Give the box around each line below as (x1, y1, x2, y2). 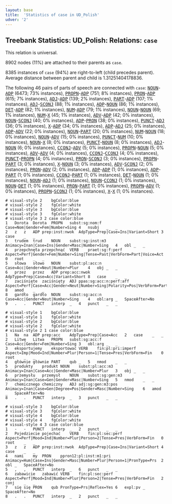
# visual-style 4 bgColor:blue (5, 413, 79, 418)
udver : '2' (5, 17, 29, 22)
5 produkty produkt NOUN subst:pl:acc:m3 (5, 364, 114, 369)
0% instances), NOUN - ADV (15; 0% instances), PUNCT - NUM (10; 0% (5, 134, 143, 140)
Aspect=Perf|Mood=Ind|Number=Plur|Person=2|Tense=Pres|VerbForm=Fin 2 (5, 476, 164, 481)
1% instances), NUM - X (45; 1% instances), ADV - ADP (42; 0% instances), (5, 112, 155, 118)
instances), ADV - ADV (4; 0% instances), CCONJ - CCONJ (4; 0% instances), (5, 150, 159, 156)
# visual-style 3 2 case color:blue (5, 216, 83, 221)
